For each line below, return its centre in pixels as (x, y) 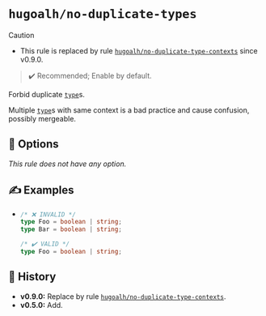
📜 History (32, 277)
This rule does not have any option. (68, 164)
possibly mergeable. (42, 118)
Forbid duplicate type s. (46, 94)
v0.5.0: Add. (41, 305)
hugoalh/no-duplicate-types (103, 14)
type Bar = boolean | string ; (71, 229)
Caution (21, 35)
